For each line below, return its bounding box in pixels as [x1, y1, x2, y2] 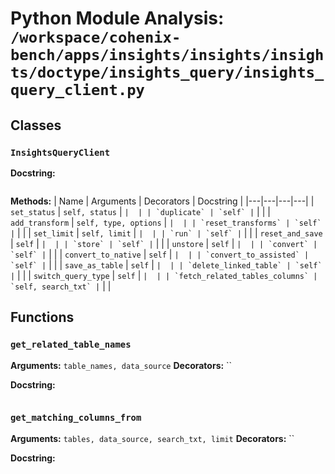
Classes [10, 117, 62, 134]
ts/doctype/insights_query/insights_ [10, 63, 325, 82]
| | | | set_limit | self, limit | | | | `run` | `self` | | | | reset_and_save [10, 227, 323, 239]
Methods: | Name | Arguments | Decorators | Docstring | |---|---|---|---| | [10, 195, 315, 207]
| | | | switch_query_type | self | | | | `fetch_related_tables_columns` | [10, 269, 318, 281]
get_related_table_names [10, 339, 132, 351]
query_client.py [10, 81, 145, 100]
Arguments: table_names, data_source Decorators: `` [10, 359, 233, 371]
